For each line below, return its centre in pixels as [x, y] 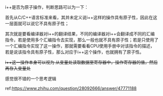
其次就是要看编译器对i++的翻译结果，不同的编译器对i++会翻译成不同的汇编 [80, 34]
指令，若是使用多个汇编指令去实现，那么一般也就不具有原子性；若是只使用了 [82, 40]
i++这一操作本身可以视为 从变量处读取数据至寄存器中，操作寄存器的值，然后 [81, 62]
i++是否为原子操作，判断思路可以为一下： [47, 7]
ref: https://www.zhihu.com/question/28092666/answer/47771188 [71, 88]
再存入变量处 [18, 68]
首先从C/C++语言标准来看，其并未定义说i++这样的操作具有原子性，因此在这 [81, 17]
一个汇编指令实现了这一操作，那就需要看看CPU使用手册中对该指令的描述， [80, 46]
